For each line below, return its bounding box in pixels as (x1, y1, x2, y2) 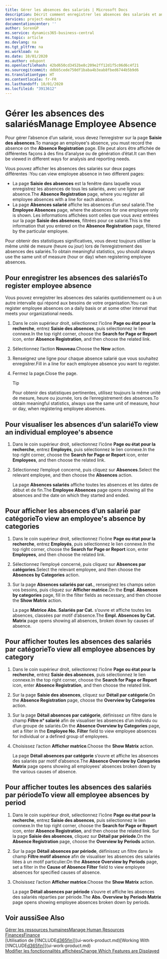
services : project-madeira (5, 16, 61, 21)
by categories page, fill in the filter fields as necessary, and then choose (12, 592, 162, 598)
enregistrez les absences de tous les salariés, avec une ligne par (12, 186, 145, 192)
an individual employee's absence (5, 428, 113, 437)
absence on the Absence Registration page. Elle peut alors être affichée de (5, 145, 161, 151)
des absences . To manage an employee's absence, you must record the (5, 140, 153, 146)
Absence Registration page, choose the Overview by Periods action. (12, 838, 156, 844)
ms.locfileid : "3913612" (5, 86, 57, 91)
